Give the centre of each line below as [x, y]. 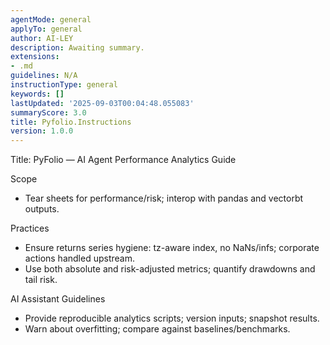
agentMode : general [51, 19]
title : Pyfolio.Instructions [71, 122]
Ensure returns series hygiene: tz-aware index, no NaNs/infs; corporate [172, 248]
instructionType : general [64, 85]
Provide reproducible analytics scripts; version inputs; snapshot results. [172, 318]
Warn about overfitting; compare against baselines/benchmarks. [157, 329]
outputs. [42, 209]
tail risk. [41, 280]
